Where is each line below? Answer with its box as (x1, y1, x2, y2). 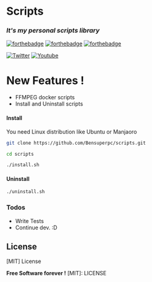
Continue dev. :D (15, 224, 58, 231)
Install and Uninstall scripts (15, 100, 84, 108)
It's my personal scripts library (6, 26, 100, 35)
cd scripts (6, 151, 34, 157)
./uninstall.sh (6, 189, 45, 195)
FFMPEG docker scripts (15, 94, 75, 101)
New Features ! (6, 74, 84, 87)
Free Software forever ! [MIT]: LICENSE (6, 270, 107, 277)
